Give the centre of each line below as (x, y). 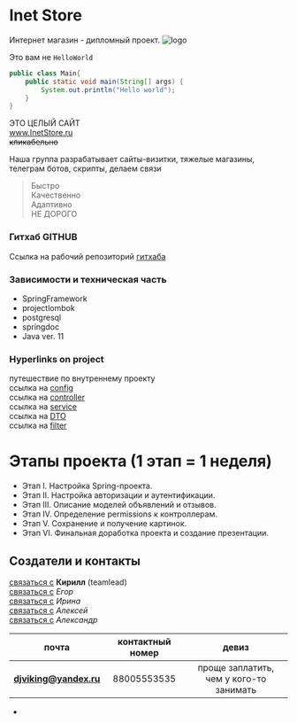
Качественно (56, 195)
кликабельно (34, 142)
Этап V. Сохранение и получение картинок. (104, 524)
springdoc (41, 327)
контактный (145, 641)
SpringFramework (54, 299)
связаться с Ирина (45, 601)
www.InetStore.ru (41, 133)
